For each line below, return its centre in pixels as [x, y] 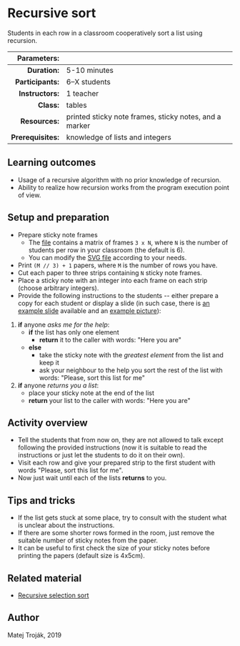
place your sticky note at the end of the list [91, 393]
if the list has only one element [74, 332]
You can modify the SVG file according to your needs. [107, 257]
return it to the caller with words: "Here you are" [110, 339]
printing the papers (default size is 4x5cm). [81, 556]
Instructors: [39, 93]
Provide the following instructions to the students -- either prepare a [118, 295]
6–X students [88, 81]
